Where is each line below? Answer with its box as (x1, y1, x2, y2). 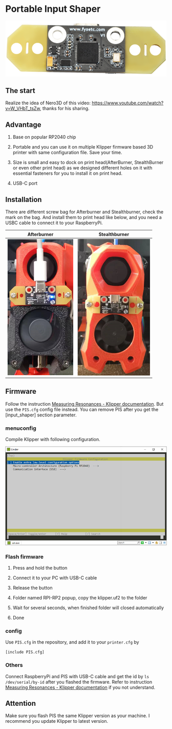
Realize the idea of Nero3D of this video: (5, 100, 91, 106)
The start (5, 86, 35, 95)
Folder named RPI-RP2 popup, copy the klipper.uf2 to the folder (12, 595, 147, 601)
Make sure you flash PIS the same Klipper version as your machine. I (5, 713, 150, 719)
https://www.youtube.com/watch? (92, 100, 164, 106)
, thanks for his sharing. (40, 105, 90, 112)
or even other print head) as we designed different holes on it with (12, 165, 153, 171)
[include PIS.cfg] (5, 650, 45, 655)
